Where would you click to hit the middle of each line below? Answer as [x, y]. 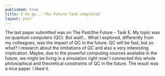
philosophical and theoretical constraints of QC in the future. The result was [82, 63]
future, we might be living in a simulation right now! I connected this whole [80, 58]
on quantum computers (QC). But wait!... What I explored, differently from [79, 38]
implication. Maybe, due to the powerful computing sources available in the [81, 53]
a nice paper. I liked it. [27, 69]
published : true [22, 9]
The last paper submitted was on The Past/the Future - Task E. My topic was [82, 33]
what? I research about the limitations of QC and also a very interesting [77, 48]
